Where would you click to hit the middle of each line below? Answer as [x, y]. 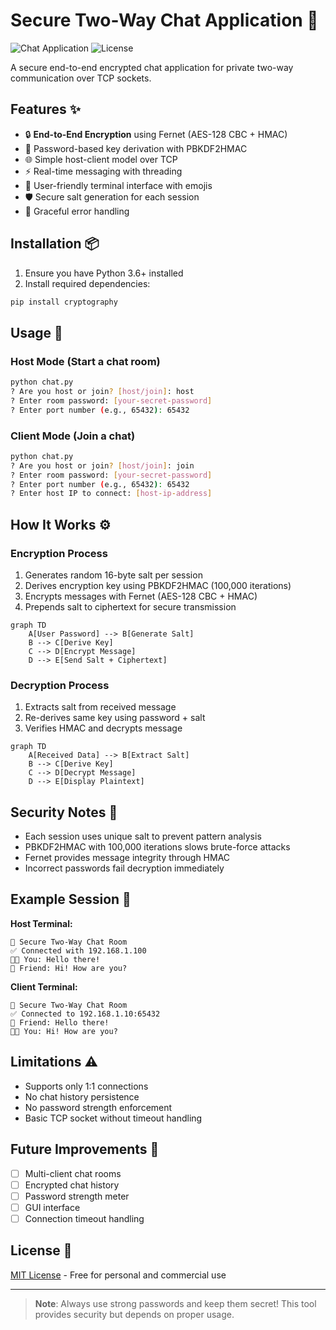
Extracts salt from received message [100, 707]
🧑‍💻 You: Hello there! [55, 959]
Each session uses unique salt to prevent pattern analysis [143, 836]
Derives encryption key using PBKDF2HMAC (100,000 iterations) [158, 585]
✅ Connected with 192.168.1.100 [78, 950]
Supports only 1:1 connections [86, 1086]
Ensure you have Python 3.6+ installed [104, 273]
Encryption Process [59, 553]
